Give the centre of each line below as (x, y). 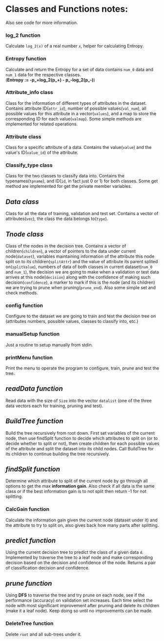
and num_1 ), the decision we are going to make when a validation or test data (82, 272)
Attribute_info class (29, 93)
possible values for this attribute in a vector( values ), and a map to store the (81, 113)
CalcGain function (28, 509)
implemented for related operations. (41, 124)
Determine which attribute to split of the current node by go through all (77, 481)
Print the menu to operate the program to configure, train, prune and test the (82, 368)
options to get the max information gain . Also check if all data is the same (80, 486)
